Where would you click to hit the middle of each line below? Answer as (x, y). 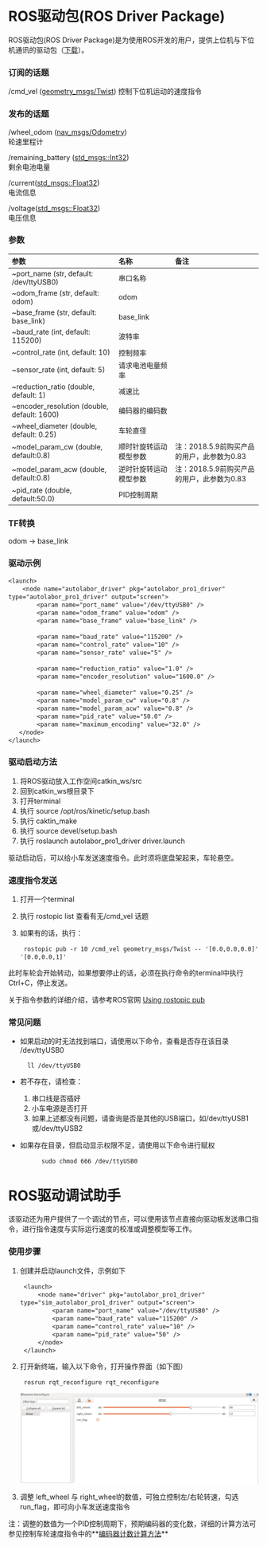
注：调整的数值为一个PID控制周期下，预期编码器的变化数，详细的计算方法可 (132, 1524)
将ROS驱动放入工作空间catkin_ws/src (81, 781)
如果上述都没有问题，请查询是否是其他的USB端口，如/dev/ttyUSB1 (140, 1118)
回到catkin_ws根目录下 (57, 791)
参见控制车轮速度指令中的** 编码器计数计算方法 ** (89, 1534)
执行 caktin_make (48, 821)
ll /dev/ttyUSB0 (54, 1066)
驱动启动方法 (33, 762)
